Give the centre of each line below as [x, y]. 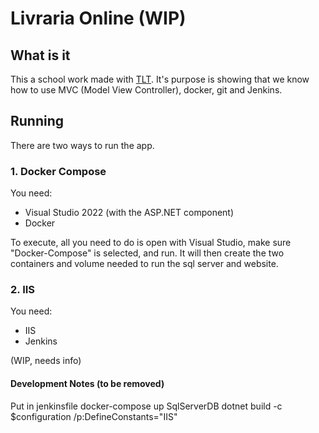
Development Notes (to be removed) [87, 383]
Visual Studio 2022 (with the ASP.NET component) [129, 213]
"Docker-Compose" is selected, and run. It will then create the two [147, 253]
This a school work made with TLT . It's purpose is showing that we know [160, 79]
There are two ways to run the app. [82, 145]
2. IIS [23, 290]
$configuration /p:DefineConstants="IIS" [94, 416]
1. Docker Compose [58, 171]
